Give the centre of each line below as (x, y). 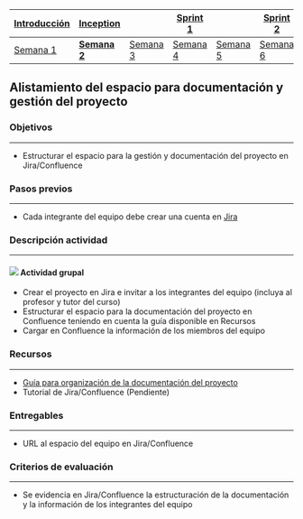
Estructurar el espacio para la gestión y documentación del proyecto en (155, 155)
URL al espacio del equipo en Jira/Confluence (108, 444)
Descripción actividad (59, 240)
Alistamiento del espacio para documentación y (147, 88)
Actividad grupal (52, 272)
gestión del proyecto (69, 102)
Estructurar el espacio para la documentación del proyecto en (137, 311)
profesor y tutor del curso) (71, 302)
